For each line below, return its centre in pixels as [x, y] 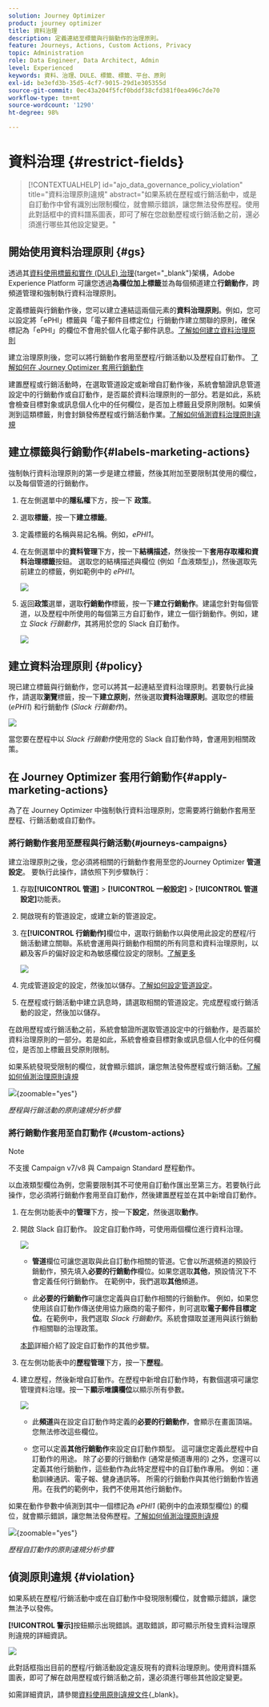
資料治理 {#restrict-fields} [96, 162]
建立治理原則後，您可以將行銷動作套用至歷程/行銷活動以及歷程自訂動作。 [129, 357]
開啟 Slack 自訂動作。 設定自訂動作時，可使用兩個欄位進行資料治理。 [134, 1229]
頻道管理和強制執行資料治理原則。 [64, 293]
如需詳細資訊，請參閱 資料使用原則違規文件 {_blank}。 [96, 1694]
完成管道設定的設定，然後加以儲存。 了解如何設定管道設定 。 [118, 986]
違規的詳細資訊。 [43, 1635]
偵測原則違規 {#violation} [72, 1577]
